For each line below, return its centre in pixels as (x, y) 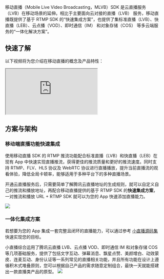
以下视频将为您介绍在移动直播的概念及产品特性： (54, 61)
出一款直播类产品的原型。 (31, 271)
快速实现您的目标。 (24, 237)
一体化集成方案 (23, 219)
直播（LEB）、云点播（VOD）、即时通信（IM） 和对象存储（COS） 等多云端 (80, 25)
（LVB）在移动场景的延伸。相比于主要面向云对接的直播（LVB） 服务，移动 (80, 13)
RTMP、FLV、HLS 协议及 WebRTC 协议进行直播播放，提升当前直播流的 (82, 167)
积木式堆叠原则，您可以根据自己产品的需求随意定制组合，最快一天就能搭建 (84, 265)
